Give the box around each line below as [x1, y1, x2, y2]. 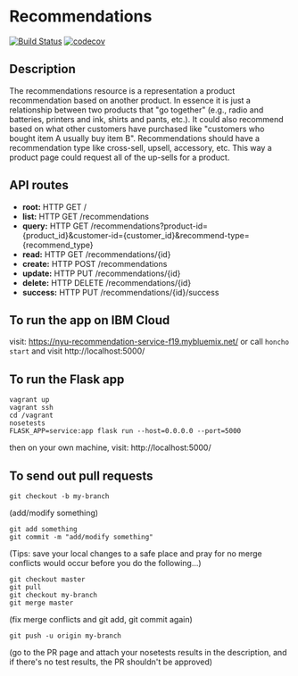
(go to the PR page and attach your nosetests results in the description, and [9, 647, 287, 657]
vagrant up [9, 396, 50, 405]
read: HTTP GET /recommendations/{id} [21, 248, 171, 260]
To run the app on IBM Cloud [9, 313, 170, 328]
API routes [9, 178, 69, 193]
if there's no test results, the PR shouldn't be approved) [9, 656, 212, 667]
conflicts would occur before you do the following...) [9, 558, 203, 568]
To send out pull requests [9, 468, 153, 483]
